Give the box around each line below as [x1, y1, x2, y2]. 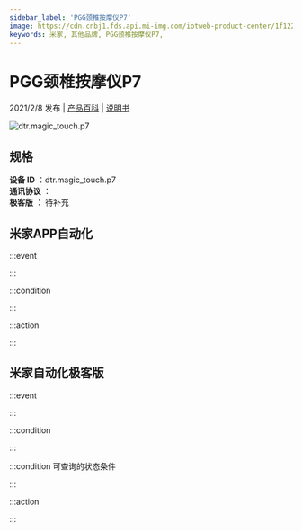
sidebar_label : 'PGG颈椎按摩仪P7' [9, 13, 132, 22]
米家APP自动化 [9, 226, 93, 241]
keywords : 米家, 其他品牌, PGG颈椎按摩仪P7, [9, 30, 164, 39]
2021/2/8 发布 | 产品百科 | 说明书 [9, 102, 130, 113]
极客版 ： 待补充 [9, 197, 69, 208]
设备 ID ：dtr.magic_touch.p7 [9, 174, 117, 185]
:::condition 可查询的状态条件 [9, 460, 117, 472]
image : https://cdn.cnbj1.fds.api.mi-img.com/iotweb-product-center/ [9, 22, 276, 31]
